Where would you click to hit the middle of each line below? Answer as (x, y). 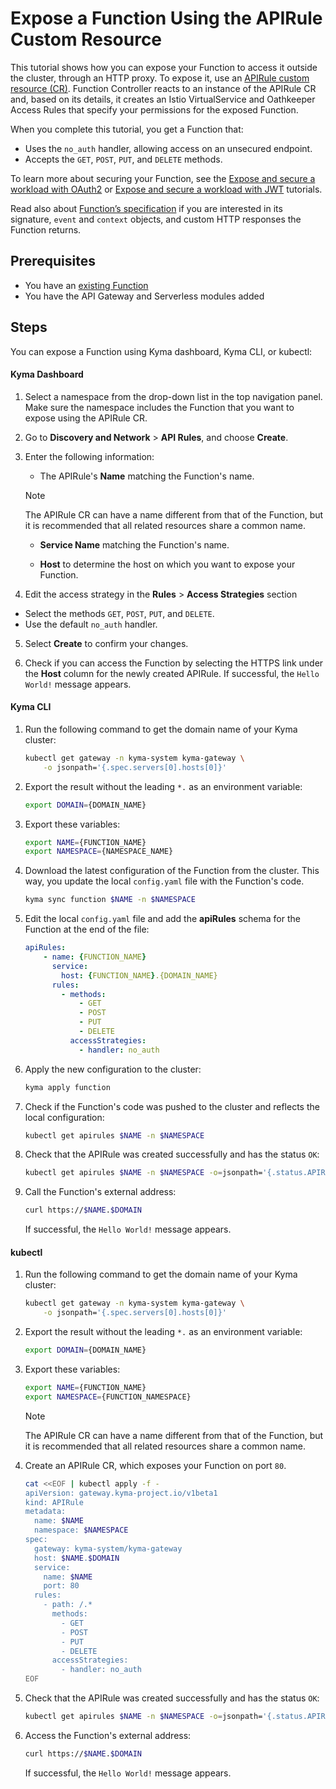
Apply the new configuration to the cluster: (113, 1069)
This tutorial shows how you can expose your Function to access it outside (164, 67)
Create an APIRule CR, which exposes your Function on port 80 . (155, 1465)
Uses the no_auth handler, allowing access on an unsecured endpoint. (168, 148)
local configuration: (64, 1117)
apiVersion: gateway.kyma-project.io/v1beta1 (121, 1493)
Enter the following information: (89, 456)
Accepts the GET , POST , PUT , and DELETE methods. (123, 159)
